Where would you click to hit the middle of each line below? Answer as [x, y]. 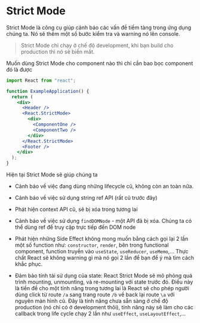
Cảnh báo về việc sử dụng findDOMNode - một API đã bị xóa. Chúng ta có [103, 221]
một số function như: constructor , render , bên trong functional [92, 245]
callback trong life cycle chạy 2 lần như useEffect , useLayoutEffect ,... [100, 313]
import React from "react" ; [41, 80]
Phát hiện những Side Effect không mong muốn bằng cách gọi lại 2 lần [101, 239]
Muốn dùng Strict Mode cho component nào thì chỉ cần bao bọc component [100, 63]
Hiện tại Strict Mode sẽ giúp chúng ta [52, 175]
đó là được [19, 69]
